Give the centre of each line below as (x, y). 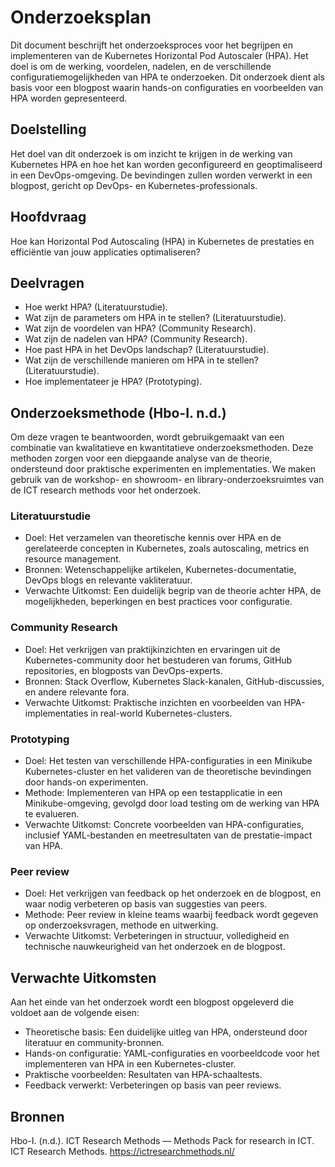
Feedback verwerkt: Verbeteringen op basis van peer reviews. (153, 1085)
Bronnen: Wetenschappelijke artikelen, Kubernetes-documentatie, (160, 570)
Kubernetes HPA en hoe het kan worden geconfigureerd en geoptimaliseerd (166, 164)
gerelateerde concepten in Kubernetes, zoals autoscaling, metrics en (167, 548)
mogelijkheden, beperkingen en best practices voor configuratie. (158, 602)
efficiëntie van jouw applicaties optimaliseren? (105, 252)
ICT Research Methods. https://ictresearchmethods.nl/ (122, 1151)
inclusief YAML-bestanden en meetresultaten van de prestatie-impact (168, 835)
